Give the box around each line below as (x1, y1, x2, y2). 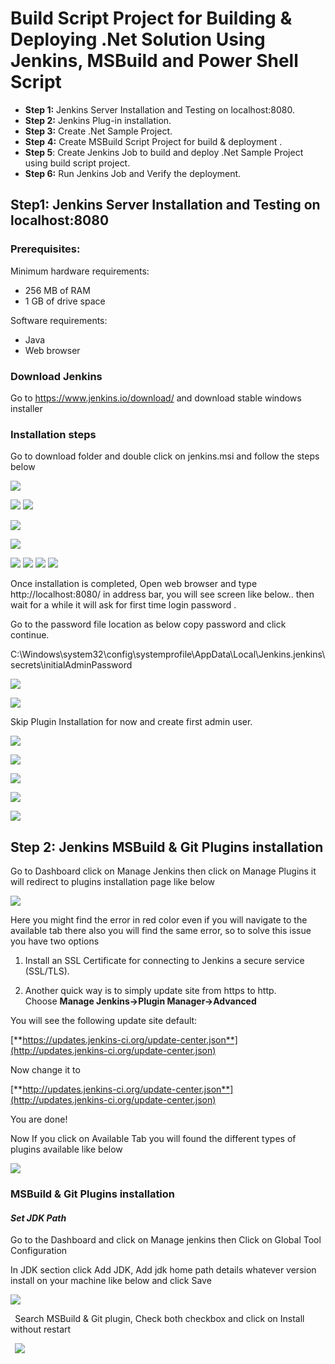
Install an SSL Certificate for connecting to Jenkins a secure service (24, 955, 305, 967)
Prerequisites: (10, 242, 81, 256)
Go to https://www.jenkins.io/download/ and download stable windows (10, 392, 302, 404)
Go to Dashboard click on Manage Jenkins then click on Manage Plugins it (10, 865, 317, 877)
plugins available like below (10, 1143, 123, 1156)
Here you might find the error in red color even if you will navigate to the (10, 914, 308, 926)
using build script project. (24, 157, 131, 169)
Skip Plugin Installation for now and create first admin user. (10, 716, 253, 728)
